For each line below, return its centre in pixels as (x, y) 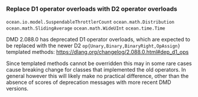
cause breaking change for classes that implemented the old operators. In (96, 70)
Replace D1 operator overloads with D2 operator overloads (92, 9)
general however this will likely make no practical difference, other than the (98, 76)
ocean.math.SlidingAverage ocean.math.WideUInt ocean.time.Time (86, 28)
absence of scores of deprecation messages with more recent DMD (89, 82)
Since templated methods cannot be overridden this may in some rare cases (99, 63)
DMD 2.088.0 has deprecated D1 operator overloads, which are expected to (98, 40)
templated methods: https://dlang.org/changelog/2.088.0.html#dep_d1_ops (98, 52)
